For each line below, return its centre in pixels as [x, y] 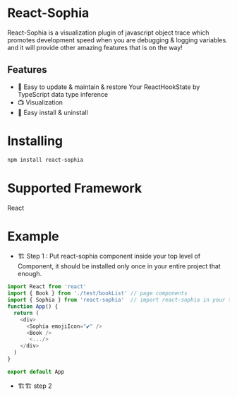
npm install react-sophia [45, 160]
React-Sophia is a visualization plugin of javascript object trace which [108, 32]
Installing [35, 141]
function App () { [33, 307]
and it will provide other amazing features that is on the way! [95, 47]
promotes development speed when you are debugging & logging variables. [117, 40]
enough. [30, 274]
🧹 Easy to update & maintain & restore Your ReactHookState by [109, 87]
